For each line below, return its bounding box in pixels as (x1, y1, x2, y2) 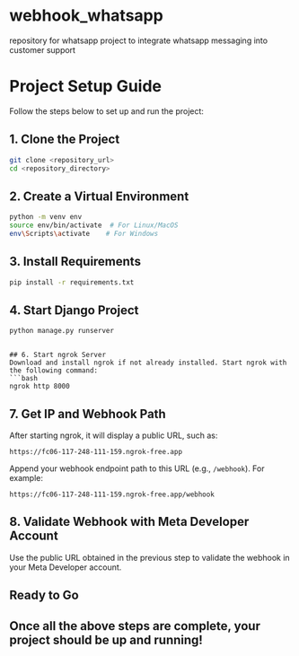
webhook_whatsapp (9, 5, 163, 26)
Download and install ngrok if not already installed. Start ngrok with (9, 358, 287, 368)
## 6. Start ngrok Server (9, 351, 106, 360)
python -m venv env (9, 213, 83, 222)
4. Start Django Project (9, 302, 139, 318)
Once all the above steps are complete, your (9, 618, 260, 634)
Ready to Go (9, 588, 79, 603)
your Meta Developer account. (9, 562, 122, 573)
